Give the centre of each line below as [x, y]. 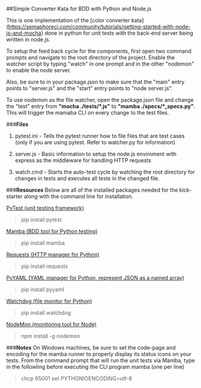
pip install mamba [43, 243]
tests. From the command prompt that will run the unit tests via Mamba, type [100, 360]
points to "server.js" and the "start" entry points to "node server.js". [89, 88]
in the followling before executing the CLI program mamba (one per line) [95, 367]
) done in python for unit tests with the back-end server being [117, 33]
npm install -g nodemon [50, 336]
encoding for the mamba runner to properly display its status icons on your [99, 354]
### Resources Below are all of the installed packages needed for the [92, 190]
